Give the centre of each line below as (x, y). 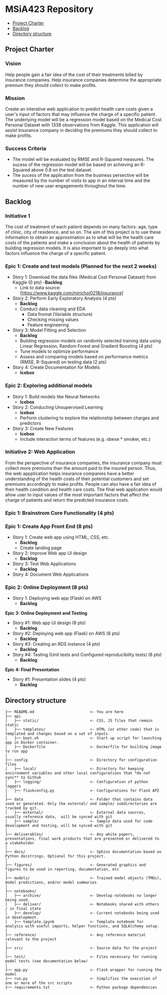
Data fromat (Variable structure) (60, 314)
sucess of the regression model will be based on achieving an (76, 165)
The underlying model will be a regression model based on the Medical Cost (83, 119)
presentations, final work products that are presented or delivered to (82, 839)
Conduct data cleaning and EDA (53, 309)
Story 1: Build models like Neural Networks (56, 396)
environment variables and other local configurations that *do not (78, 773)
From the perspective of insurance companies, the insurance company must (83, 463)
